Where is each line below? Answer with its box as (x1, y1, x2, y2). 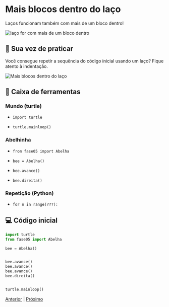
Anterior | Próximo (5, 296, 43, 302)
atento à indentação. (5, 63, 48, 69)
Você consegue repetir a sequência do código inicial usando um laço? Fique (5, 58, 164, 64)
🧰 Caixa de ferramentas (5, 88, 81, 96)
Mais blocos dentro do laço (5, 4, 121, 15)
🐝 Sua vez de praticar (5, 44, 74, 53)
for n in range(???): (12, 202, 58, 207)
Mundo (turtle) (5, 103, 42, 110)
